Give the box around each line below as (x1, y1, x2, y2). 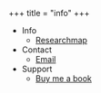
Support (21, 63, 53, 74)
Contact (21, 44, 52, 55)
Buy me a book (35, 73, 93, 84)
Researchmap (35, 35, 88, 45)
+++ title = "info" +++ (8, 8, 90, 18)
